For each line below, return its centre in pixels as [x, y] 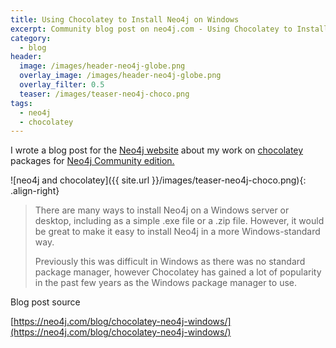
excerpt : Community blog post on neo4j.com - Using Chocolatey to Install [169, 29]
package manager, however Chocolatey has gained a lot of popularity [178, 272]
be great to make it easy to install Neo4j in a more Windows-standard [177, 232]
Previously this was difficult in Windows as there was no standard [170, 262]
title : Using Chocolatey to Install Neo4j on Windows [125, 19]
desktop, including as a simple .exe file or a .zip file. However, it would [179, 221]
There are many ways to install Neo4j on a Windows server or [162, 210]
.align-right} [35, 191]
